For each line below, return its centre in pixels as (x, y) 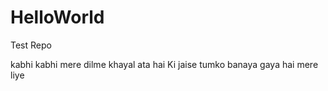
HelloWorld (57, 17)
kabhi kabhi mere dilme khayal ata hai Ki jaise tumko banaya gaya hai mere (164, 64)
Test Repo (31, 45)
